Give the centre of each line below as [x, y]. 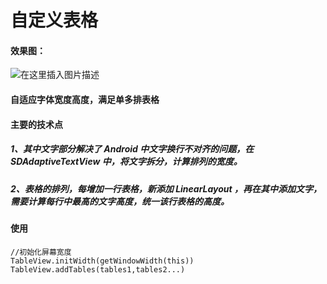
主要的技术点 [36, 124]
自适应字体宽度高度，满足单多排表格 [85, 99]
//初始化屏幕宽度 [41, 252]
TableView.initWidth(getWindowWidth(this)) [102, 261]
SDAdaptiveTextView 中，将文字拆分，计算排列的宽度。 [126, 162]
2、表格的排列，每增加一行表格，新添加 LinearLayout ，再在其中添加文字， [166, 188]
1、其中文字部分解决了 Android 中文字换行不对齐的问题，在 [132, 149]
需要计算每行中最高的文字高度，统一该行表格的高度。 [120, 201]
